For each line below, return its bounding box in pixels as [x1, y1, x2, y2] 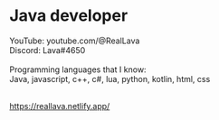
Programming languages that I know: [9, 64, 147, 75]
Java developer [9, 5, 129, 26]
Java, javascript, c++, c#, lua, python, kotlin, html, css [9, 73, 211, 84]
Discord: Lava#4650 [9, 44, 86, 55]
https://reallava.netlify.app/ [9, 100, 110, 111]
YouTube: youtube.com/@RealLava [9, 35, 140, 46]
